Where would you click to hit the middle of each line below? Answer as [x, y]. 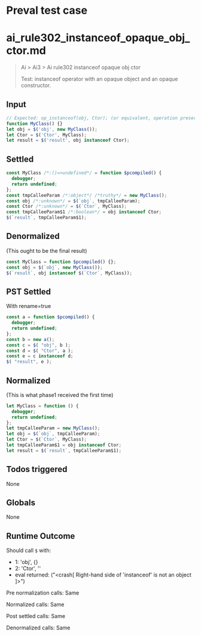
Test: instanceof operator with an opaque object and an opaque [99, 79]
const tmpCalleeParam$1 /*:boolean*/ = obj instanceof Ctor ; [84, 212]
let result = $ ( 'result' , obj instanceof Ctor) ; [68, 141]
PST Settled [29, 292]
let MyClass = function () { [42, 406]
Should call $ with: [29, 551]
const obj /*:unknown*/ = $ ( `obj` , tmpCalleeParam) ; [73, 201]
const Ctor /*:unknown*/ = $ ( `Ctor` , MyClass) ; [67, 207]
